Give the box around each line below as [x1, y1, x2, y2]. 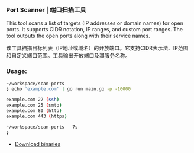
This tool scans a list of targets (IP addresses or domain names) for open [6, 20, 183, 27]
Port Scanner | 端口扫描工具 [6, 5, 87, 14]
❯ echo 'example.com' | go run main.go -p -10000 [6, 86, 131, 92]
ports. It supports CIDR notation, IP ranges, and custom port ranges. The [6, 26, 183, 33]
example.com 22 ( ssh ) [6, 97, 60, 103]
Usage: [6, 67, 28, 75]
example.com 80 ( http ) [6, 108, 62, 114]
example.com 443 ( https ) [6, 113, 67, 119]
